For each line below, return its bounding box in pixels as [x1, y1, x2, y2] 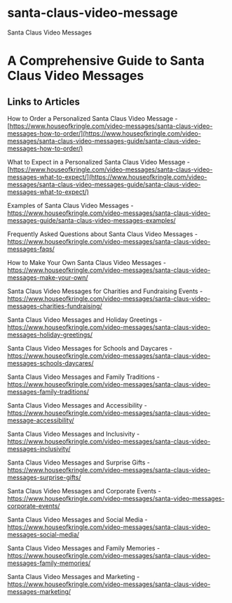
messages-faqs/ [7, 245, 55, 253]
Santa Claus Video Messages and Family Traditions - [7, 372, 160, 381]
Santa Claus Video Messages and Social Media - [7, 515, 148, 524]
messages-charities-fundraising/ [7, 301, 103, 310]
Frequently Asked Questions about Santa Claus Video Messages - [7, 230, 198, 238]
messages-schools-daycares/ [7, 358, 94, 367]
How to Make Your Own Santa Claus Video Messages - [7, 258, 167, 266]
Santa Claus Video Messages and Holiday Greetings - [7, 315, 163, 324]
